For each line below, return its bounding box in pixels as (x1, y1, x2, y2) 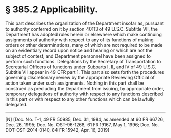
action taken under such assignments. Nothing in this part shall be (5, 80, 144, 86)
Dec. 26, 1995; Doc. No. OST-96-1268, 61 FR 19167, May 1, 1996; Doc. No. (5, 121, 159, 128)
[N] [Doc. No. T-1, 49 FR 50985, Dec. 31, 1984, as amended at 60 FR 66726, (5, 116, 164, 122)
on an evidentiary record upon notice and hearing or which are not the (5, 47, 153, 53)
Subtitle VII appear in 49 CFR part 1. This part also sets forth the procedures (5, 69, 164, 75)
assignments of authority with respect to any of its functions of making (5, 37, 154, 43)
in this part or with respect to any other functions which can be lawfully (5, 96, 155, 102)
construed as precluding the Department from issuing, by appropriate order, (5, 85, 164, 91)
